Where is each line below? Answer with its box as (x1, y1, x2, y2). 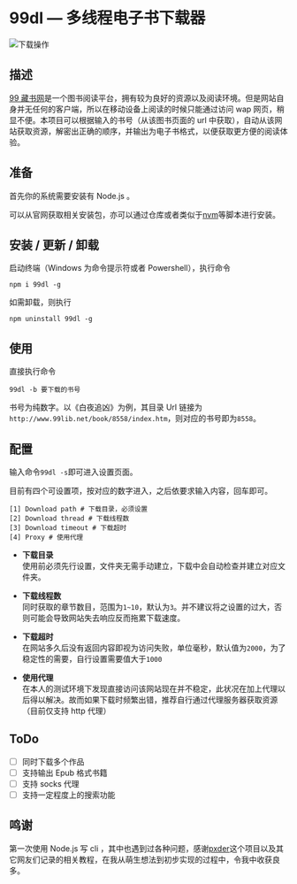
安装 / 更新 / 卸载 (9, 237, 100, 252)
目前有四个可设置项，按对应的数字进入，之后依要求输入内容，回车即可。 (9, 486, 272, 496)
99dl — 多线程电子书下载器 (9, 8, 206, 28)
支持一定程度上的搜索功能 (21, 789, 116, 800)
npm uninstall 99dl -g (9, 315, 93, 324)
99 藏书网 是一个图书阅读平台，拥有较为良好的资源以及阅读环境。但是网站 (9, 92, 277, 103)
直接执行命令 (9, 366, 56, 377)
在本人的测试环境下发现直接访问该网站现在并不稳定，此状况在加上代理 (21, 683, 278, 694)
